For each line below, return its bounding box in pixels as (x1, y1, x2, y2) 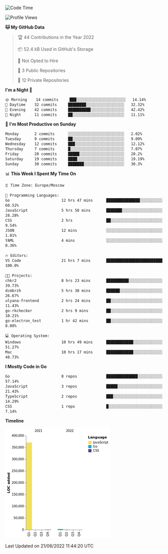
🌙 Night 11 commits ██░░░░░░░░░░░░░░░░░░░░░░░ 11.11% (5, 112, 144, 117)
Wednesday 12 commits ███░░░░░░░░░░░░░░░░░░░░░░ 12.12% (5, 142, 144, 147)
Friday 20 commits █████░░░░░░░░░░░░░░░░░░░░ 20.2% (5, 152, 142, 157)
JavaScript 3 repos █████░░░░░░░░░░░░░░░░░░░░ (5, 384, 163, 389)
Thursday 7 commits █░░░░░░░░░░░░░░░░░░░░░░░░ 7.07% (5, 147, 142, 152)
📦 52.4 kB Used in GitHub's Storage (17, 46, 94, 52)
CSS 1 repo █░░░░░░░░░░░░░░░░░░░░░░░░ (5, 404, 163, 409)
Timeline (5, 418, 24, 424)
